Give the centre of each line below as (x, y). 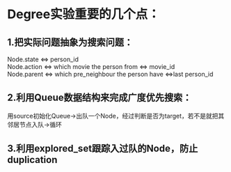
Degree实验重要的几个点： (83, 14)
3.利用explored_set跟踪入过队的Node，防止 (103, 149)
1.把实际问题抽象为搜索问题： (70, 42)
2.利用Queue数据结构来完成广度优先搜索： (99, 98)
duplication (32, 160)
